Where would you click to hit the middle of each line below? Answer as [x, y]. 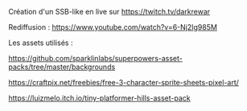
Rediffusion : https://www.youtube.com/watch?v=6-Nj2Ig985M [113, 27]
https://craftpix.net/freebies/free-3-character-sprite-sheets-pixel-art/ [124, 82]
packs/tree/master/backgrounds [62, 67]
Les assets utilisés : [41, 43]
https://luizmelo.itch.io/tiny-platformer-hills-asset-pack [99, 98]
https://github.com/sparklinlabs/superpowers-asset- [96, 58]
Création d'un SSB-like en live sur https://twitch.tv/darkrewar [109, 12]
